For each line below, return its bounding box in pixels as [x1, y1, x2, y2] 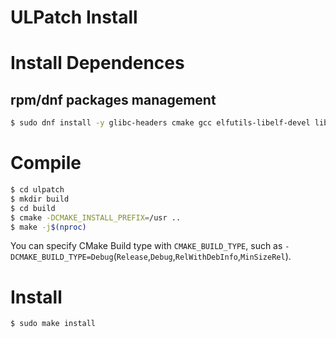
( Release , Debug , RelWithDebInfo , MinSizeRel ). [113, 251, 292, 263]
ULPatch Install [10, 6, 138, 29]
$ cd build [10, 203, 56, 213]
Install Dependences [10, 52, 185, 75]
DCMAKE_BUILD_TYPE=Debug [10, 252, 114, 263]
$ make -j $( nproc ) [10, 222, 87, 232]
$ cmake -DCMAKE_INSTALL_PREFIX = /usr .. [10, 212, 182, 223]
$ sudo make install [10, 319, 97, 329]
